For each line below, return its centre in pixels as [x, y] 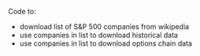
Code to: [22, 11]
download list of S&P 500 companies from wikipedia [104, 26]
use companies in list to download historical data [99, 35]
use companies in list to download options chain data [106, 43]
